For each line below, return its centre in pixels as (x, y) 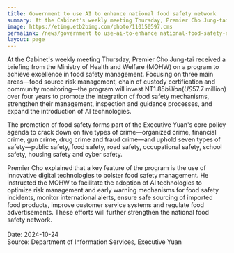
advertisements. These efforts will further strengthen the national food (108, 213)
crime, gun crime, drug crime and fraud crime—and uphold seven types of (114, 139)
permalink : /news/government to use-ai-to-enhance (82, 33)
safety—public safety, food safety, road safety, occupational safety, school (115, 147)
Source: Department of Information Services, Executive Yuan (95, 242)
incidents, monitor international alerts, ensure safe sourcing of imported (110, 198)
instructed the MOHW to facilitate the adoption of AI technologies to (105, 183)
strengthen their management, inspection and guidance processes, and (110, 104)
